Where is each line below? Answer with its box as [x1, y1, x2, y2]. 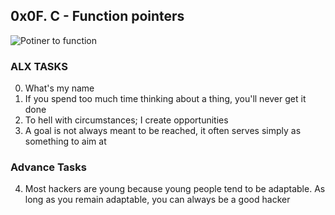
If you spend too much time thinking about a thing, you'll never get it [24, 93, 307, 105]
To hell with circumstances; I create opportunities [24, 114, 229, 126]
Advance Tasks [10, 160, 87, 174]
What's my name [24, 82, 95, 94]
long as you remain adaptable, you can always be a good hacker [24, 194, 291, 206]
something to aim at [24, 135, 107, 148]
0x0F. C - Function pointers [10, 8, 185, 25]
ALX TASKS [10, 59, 68, 73]
